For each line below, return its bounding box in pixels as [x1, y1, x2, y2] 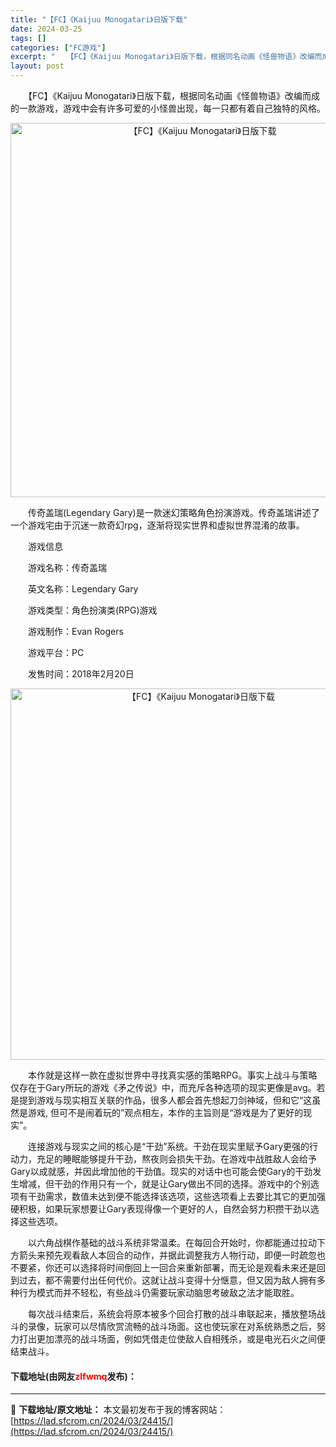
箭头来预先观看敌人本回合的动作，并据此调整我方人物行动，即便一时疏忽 [18, 1249, 317, 1261]
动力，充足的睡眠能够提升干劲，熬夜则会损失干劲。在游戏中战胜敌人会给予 [10, 1153, 317, 1165]
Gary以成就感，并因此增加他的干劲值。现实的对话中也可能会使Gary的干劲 [10, 1166, 313, 1177]
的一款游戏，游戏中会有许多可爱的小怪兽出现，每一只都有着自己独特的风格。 [10, 102, 326, 114]
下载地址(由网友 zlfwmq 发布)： [10, 1370, 137, 1382]
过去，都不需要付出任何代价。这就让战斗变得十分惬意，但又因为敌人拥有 [18, 1274, 317, 1286]
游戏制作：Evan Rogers [27, 626, 124, 637]
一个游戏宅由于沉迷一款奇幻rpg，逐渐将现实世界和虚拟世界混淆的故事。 [10, 519, 305, 531]
